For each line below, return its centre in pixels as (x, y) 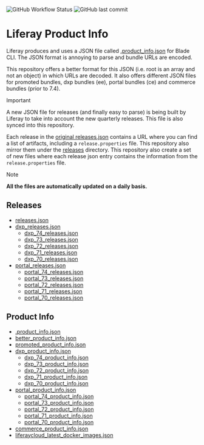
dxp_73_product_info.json (56, 364)
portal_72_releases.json (54, 285)
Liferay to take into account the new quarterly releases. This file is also (95, 118)
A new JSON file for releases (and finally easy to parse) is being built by (96, 112)
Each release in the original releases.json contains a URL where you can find (102, 136)
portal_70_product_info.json (59, 422)
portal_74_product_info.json (59, 396)
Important (19, 100)
